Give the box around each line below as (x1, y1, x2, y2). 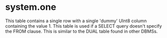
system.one (5, 1, 57, 13)
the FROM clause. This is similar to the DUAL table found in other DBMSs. (5, 28, 158, 34)
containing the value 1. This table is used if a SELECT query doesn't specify (5, 23, 162, 29)
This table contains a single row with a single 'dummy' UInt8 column (5, 18, 147, 24)
